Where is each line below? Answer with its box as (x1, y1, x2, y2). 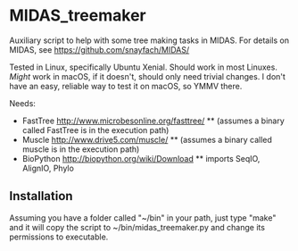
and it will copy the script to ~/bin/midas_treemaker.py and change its (9, 222, 266, 232)
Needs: (9, 97, 36, 108)
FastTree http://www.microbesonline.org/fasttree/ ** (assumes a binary (21, 115, 286, 126)
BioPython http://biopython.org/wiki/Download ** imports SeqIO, (21, 153, 261, 163)
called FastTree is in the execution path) (21, 124, 170, 135)
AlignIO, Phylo (21, 163, 74, 173)
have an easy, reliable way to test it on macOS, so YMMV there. (9, 80, 243, 91)
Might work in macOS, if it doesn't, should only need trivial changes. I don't (9, 71, 286, 81)
